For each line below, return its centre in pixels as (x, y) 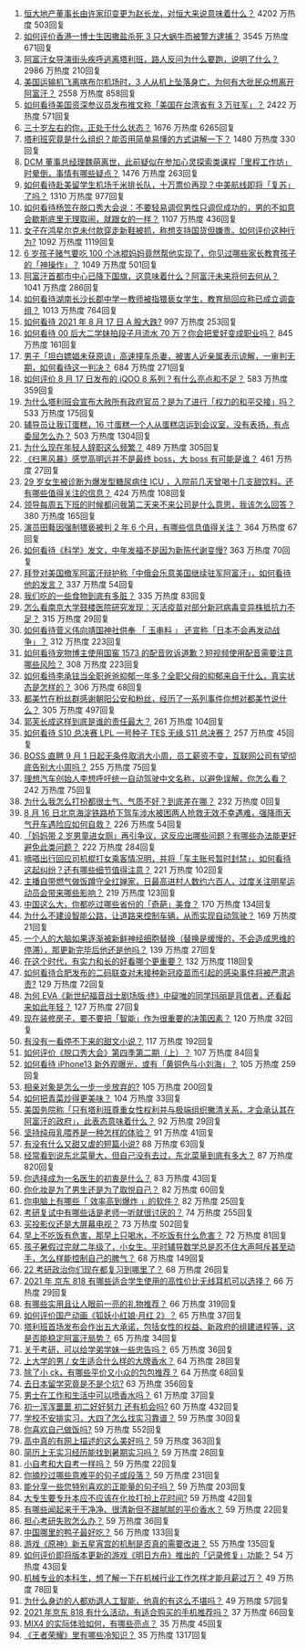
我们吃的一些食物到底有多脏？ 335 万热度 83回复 (115, 596)
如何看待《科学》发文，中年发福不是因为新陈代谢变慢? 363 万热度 (147, 550)
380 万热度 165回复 (60, 516)
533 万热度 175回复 (60, 413)
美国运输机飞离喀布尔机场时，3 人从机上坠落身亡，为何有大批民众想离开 (159, 82)
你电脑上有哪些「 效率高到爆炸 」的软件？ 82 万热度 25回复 (135, 1201)
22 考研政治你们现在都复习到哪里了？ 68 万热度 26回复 (127, 1269)
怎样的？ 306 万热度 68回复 (92, 687)
